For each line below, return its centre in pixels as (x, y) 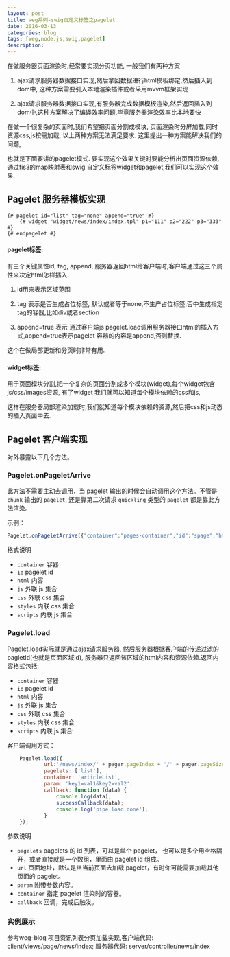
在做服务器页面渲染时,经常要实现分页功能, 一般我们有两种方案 (94, 66)
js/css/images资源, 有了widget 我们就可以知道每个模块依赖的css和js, (104, 393)
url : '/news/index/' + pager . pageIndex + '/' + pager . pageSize (134, 765)
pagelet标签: (25, 250)
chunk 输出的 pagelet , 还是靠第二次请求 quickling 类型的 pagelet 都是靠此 (111, 500)
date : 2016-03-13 (32, 26)
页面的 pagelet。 (41, 877)
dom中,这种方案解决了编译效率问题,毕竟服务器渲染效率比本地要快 (109, 112)
